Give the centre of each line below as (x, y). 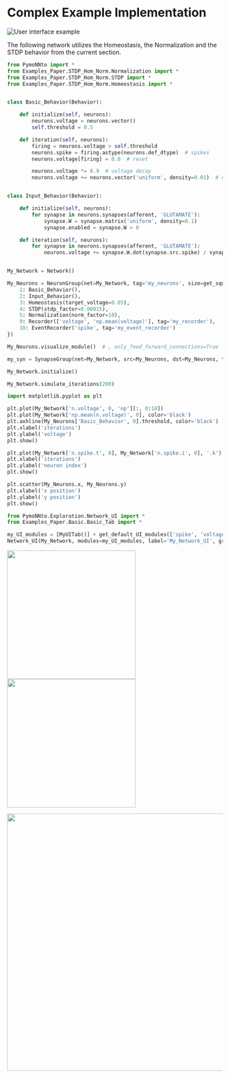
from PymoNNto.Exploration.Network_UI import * (76, 516)
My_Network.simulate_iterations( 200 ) (61, 384)
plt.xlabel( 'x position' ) (44, 491)
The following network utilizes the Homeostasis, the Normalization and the (112, 45)
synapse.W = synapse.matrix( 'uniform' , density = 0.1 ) (120, 221)
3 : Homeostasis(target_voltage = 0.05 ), (75, 302)
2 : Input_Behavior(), (50, 296)
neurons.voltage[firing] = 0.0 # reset (90, 159)
